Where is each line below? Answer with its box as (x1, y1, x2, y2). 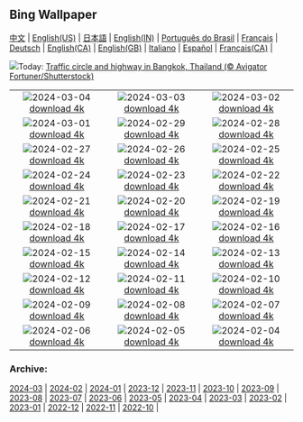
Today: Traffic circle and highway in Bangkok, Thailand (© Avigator (18, 60, 268, 71)
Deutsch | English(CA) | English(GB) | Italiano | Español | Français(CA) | (9, 42, 273, 53)
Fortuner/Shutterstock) (9, 70, 95, 81)
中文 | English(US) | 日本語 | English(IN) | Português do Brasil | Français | (9, 32, 279, 43)
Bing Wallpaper (9, 7, 97, 23)
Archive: (9, 362, 48, 375)
